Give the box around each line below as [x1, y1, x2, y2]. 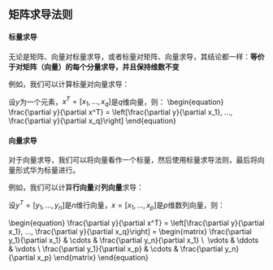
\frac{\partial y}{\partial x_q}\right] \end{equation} [8, 116, 176, 126]
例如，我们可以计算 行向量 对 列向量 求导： [8, 182, 144, 193]
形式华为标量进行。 [15, 165, 80, 175]
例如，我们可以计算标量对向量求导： [8, 79, 130, 89]
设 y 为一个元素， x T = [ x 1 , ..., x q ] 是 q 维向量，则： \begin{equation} [8, 95, 224, 108]
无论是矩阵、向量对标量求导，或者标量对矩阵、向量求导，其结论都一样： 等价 [8, 51, 265, 61]
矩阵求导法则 [8, 7, 73, 22]
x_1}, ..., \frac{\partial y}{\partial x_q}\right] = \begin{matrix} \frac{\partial [8, 226, 252, 236]
